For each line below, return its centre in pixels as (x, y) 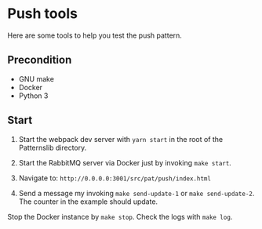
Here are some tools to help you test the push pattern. (95, 35)
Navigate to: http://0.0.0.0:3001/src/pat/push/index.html (115, 178)
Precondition (40, 60)
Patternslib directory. (53, 147)
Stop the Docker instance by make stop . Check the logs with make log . (120, 216)
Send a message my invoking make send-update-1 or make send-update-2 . (136, 193)
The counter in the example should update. (88, 202)
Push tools (42, 14)
